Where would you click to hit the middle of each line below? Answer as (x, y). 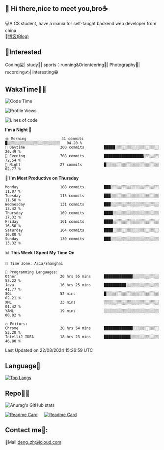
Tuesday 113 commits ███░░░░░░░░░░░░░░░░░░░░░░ (82, 196)
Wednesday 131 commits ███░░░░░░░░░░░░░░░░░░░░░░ (82, 205)
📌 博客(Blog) (17, 36)
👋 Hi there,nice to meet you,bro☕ (56, 9)
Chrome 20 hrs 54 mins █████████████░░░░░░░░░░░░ (82, 328)
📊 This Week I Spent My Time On (40, 253)
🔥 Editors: (16, 324)
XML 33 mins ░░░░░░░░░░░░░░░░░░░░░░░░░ (82, 303)
